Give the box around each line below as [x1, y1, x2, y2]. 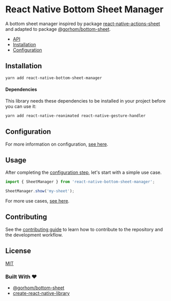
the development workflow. [5, 232, 63, 238]
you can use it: [5, 103, 37, 109]
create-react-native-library [12, 290, 70, 296]
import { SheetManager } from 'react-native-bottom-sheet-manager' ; [5, 179, 155, 185]
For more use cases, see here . [5, 198, 70, 204]
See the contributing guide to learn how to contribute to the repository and [5, 226, 163, 232]
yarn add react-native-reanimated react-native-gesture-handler [5, 113, 146, 118]
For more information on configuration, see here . [5, 141, 108, 147]
